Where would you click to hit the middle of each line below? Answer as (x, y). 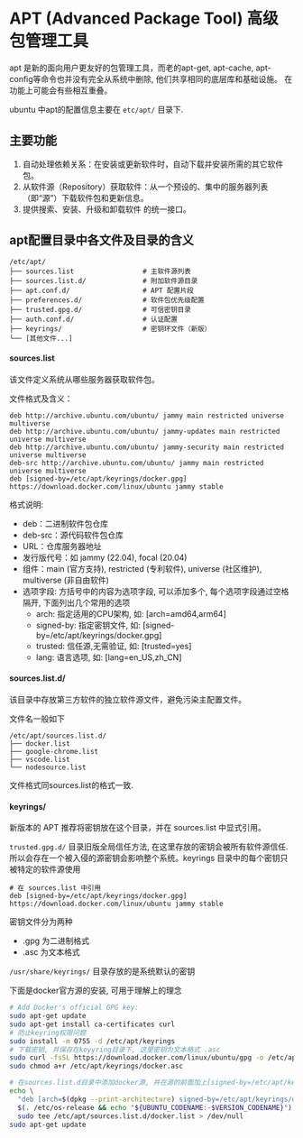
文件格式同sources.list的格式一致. (71, 785)
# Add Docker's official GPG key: (74, 1008)
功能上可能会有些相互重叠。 (61, 90)
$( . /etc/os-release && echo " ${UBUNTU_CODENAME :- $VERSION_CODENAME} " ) (155, 1107)
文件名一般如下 (37, 719)
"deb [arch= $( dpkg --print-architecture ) (96, 1099)
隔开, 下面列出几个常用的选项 (76, 602)
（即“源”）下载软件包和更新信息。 (85, 197)
